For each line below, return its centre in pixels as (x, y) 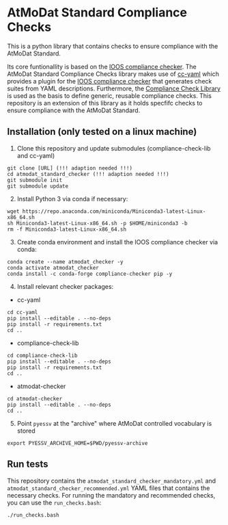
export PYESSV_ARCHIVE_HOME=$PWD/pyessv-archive (77, 443)
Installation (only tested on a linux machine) (102, 132)
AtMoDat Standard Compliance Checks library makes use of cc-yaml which (113, 74)
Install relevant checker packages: (65, 286)
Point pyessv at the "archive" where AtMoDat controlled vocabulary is (114, 423)
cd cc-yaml (23, 312)
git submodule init (35, 180)
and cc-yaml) (36, 155)
